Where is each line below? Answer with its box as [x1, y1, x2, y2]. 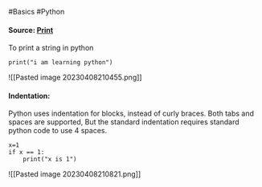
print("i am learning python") [8, 59, 113, 67]
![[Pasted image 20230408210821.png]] [8, 169, 141, 179]
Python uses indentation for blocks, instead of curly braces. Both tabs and [8, 108, 255, 119]
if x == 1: [8, 148, 45, 157]
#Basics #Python [8, 7, 65, 16]
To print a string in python [8, 43, 94, 53]
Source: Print [8, 25, 54, 35]
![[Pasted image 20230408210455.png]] [8, 72, 142, 83]
